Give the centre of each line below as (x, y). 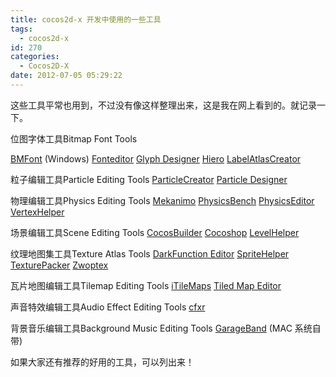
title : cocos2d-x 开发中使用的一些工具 (86, 19)
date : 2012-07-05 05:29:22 (66, 76)
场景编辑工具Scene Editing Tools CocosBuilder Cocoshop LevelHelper (155, 232)
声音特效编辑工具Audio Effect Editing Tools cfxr (108, 307)
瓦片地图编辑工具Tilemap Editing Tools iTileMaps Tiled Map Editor (146, 285)
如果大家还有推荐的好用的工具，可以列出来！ (102, 362)
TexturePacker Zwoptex (59, 265)
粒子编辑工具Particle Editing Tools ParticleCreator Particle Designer (149, 179)
